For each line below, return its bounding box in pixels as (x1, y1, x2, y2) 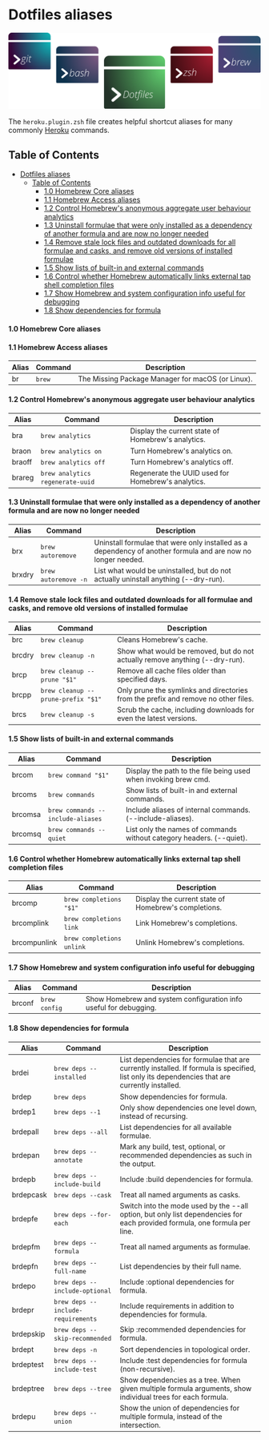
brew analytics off (40, 458, 106, 466)
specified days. (117, 674, 168, 684)
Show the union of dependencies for (119, 1403, 240, 1413)
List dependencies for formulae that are (119, 1055, 250, 1064)
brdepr (11, 1305, 34, 1315)
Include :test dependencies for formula (119, 1355, 248, 1365)
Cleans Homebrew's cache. (117, 635, 208, 645)
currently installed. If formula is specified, (119, 1064, 256, 1073)
